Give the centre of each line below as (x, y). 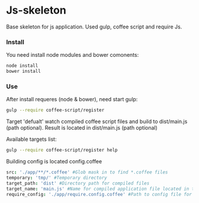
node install (22, 66)
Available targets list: (31, 139)
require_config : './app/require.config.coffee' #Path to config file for (99, 194)
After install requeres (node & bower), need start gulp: (72, 99)
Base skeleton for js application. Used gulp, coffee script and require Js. (94, 27)
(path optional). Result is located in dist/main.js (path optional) (82, 128)
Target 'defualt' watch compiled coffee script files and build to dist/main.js (97, 121)
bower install (24, 72)
